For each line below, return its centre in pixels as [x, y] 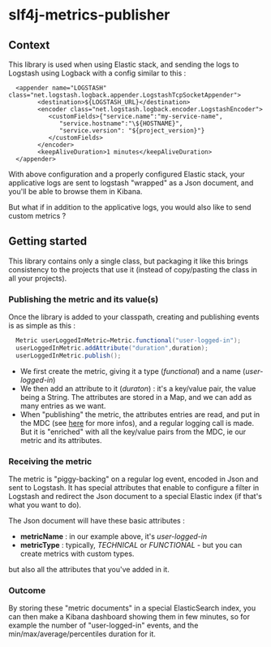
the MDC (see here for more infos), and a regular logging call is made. [137, 423]
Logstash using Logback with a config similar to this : [97, 73]
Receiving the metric [50, 461]
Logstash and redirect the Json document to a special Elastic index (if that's [135, 497]
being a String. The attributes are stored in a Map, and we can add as [136, 397]
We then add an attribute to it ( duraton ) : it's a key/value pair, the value [138, 389]
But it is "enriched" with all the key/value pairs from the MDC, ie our [133, 432]
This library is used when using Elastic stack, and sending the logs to [124, 64]
